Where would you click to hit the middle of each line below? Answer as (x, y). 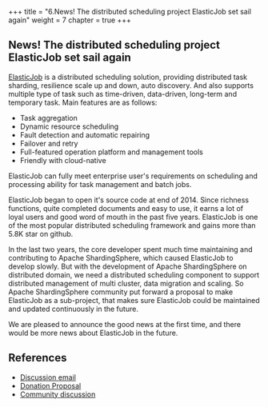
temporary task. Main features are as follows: (83, 102)
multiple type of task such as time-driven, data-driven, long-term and (123, 94)
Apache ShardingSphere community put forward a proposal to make (121, 292)
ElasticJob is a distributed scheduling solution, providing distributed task (128, 77)
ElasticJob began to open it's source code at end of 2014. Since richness (129, 200)
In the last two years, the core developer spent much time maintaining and (131, 249)
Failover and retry (49, 143)
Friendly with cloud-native (63, 160)
